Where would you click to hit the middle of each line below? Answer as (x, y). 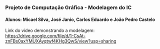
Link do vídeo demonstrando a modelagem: (50, 30)
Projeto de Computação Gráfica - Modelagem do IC (68, 7)
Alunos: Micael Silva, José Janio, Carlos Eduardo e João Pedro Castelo (80, 19)
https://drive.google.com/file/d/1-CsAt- (45, 36)
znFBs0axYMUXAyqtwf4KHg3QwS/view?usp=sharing (61, 41)
